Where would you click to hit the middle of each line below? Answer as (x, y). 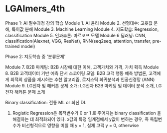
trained (12, 46)
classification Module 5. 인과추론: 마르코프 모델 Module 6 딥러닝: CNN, (76, 35)
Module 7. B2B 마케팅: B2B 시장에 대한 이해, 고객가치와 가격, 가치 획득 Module (82, 67)
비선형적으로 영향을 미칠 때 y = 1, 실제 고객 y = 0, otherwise (80, 125)
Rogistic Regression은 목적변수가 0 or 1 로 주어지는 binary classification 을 (87, 113)
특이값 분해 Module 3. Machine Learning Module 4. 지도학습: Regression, (85, 29)
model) (28, 46)
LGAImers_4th (35, 9)
